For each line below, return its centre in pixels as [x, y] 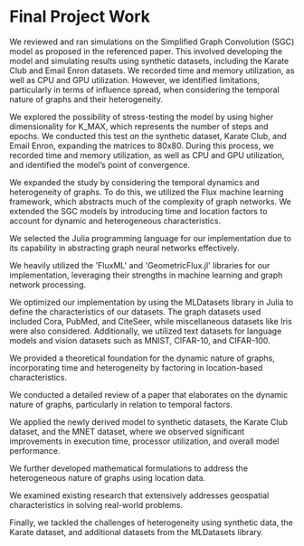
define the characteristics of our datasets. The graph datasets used [135, 311]
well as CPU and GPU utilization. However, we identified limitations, [135, 80]
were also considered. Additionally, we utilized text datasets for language [146, 331]
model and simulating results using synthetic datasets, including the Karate [149, 61]
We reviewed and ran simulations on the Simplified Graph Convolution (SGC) [152, 42]
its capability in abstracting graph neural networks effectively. [124, 248]
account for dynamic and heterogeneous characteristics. [115, 221]
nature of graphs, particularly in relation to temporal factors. [121, 404]
